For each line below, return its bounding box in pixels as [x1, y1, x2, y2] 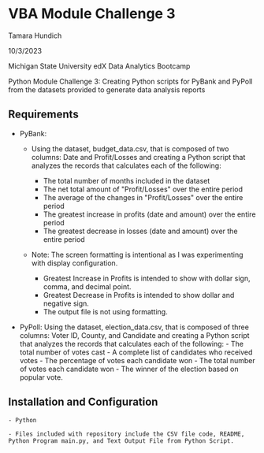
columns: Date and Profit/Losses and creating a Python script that [31, 152, 246, 162]
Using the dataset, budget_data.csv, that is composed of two [31, 143, 229, 154]
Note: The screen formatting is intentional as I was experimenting [31, 250, 244, 259]
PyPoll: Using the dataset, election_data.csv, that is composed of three [19, 322, 250, 332]
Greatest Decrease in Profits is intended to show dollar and [43, 290, 235, 299]
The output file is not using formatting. [43, 306, 168, 316]
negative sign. [43, 299, 89, 308]
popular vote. [19, 372, 63, 382]
